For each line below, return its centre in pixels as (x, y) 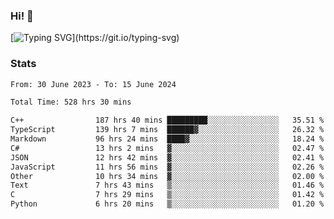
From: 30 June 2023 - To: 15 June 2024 (93, 84)
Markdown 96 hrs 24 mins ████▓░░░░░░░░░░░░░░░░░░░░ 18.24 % (167, 139)
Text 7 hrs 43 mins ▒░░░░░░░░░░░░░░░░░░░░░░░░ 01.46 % (167, 185)
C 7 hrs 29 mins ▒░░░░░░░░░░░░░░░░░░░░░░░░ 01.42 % (167, 195)
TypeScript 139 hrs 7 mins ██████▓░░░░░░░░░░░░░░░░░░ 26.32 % (167, 130)
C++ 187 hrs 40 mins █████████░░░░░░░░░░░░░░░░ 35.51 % (167, 120)
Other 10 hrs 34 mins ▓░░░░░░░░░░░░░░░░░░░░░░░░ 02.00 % (167, 176)
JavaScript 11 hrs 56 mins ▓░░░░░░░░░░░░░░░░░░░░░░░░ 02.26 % (167, 167)
